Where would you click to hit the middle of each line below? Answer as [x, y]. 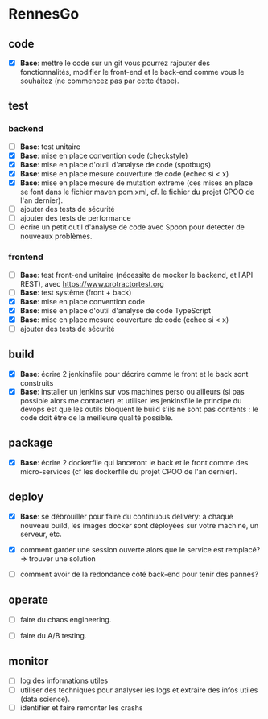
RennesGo [44, 14]
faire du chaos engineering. [66, 619]
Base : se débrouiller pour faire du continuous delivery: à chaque [126, 516]
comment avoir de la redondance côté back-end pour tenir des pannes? [139, 574]
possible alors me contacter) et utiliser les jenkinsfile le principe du [131, 400]
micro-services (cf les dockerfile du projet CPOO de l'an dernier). [128, 471]
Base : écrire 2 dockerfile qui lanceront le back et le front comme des [134, 462]
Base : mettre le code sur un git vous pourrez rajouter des [115, 63]
